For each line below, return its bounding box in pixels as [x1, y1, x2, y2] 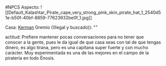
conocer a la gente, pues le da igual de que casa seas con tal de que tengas [5, 39, 162, 45]
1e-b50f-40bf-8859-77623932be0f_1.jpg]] [5, 15, 92, 20]
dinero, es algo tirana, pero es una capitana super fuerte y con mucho [5, 45, 149, 50]
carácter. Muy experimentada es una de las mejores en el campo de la [5, 50, 149, 56]
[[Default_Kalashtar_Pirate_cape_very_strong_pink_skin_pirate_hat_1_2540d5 [5, 9, 162, 15]
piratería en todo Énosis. [5, 55, 55, 61]
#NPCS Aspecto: [5, 4, 40, 10]
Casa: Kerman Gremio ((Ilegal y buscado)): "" [5, 24, 98, 30]
